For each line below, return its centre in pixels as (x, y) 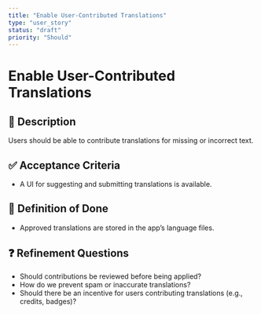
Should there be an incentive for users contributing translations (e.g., (131, 293)
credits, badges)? (48, 301)
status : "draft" (35, 30)
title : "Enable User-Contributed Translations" (88, 15)
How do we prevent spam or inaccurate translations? (105, 284)
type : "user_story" (40, 23)
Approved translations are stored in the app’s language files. (117, 228)
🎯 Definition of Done (58, 209)
